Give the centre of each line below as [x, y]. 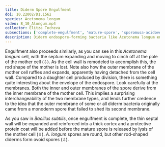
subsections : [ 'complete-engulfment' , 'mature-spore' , [62, 33]
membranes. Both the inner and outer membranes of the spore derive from [81, 88]
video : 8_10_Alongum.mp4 [30, 23]
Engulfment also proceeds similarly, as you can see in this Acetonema [76, 51]
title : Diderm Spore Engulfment [38, 10]
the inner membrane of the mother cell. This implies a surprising [70, 93]
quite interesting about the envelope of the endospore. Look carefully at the [82, 82]
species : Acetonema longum [33, 19]
